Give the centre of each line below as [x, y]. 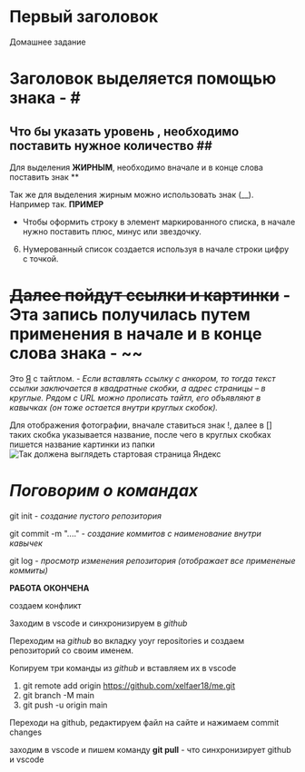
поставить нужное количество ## [111, 146]
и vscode [27, 759]
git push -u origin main [65, 705]
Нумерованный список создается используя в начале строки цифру [156, 249]
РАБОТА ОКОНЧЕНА [49, 588]
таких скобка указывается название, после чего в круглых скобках [140, 434]
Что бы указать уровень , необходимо [124, 131]
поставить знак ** [44, 177]
